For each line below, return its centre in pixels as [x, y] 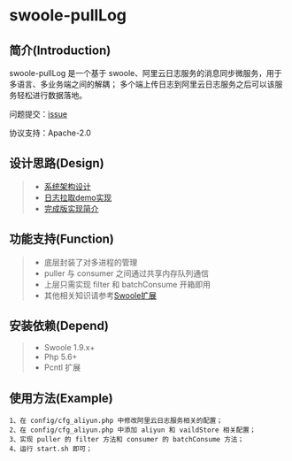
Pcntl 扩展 [62, 367]
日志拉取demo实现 [78, 197]
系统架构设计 [67, 186]
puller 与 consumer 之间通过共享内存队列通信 [127, 273]
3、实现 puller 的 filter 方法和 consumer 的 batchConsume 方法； [127, 440]
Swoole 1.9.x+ [69, 348]
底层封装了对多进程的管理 [91, 262]
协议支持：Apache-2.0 [50, 133]
